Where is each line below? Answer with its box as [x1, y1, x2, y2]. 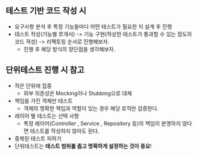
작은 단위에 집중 [14, 82, 52, 89]
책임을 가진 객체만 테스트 [14, 97, 73, 104]
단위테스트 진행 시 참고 [5, 65, 85, 75]
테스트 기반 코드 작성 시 [5, 5, 87, 16]
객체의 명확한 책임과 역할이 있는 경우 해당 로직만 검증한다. [23, 104, 159, 112]
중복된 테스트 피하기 [14, 134, 62, 142]
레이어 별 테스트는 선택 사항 [14, 112, 80, 119]
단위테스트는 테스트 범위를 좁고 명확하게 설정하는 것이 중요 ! [14, 142, 152, 150]
